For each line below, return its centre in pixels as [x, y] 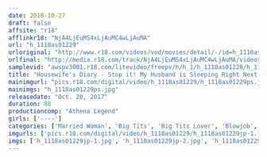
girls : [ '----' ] [35, 119]
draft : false [30, 23]
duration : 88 [30, 104]
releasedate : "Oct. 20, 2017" [58, 97]
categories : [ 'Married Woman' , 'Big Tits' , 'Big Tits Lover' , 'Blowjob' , [133, 126]
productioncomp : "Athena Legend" [64, 112]
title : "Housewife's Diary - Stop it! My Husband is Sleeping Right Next [133, 75]
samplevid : [26, 67]
